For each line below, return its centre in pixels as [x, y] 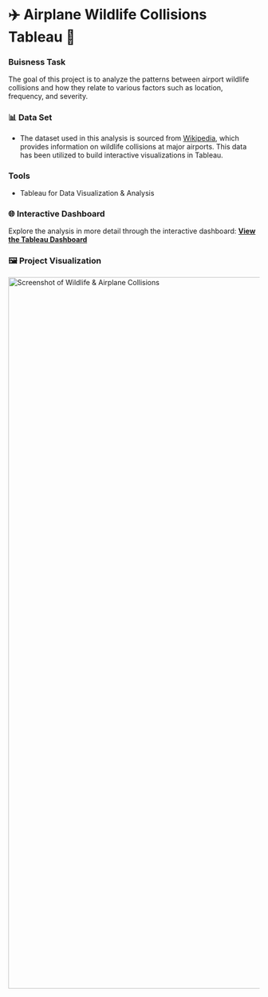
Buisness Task [37, 62]
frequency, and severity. [48, 97]
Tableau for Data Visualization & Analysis [87, 193]
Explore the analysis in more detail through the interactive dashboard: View [132, 231]
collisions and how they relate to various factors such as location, [116, 88]
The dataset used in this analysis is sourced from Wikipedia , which [129, 138]
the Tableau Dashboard [48, 240]
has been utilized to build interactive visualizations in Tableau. [121, 155]
